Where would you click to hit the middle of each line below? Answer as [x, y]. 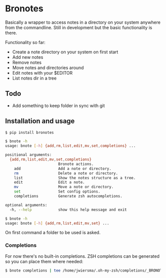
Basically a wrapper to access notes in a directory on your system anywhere [83, 22]
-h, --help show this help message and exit [68, 210]
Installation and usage [40, 121]
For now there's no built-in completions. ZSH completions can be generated [82, 256]
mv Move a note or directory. [64, 187]
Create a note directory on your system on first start [65, 52]
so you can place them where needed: [44, 261]
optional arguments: [26, 205]
